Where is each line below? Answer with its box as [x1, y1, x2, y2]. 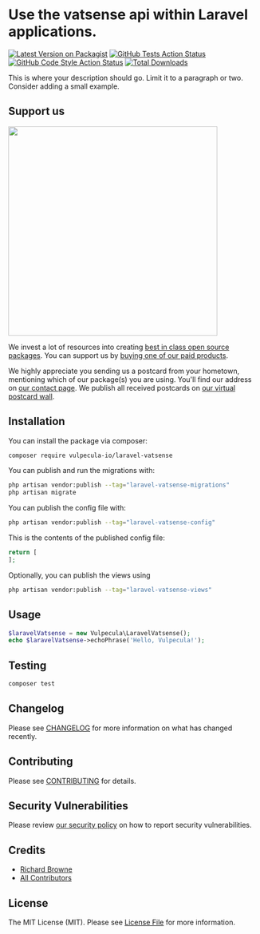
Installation [8, 415, 65, 428]
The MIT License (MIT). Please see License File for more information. [8, 917, 235, 927]
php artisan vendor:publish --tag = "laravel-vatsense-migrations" [8, 481, 230, 489]
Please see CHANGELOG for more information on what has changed [8, 723, 233, 733]
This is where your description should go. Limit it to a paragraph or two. [8, 73, 243, 82]
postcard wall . [8, 391, 55, 401]
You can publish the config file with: [8, 503, 126, 513]
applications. [8, 22, 97, 41]
